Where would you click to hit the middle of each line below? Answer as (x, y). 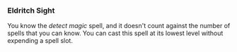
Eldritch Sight (31, 11)
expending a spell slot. (40, 41)
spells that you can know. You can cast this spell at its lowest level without (115, 33)
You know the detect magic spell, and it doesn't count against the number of (119, 26)
